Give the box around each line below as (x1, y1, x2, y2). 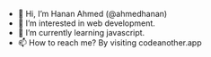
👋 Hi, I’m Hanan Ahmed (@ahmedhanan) (17, 9, 168, 19)
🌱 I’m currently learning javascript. (17, 28, 145, 37)
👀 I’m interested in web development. (17, 18, 155, 28)
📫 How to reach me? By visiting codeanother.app (17, 37, 202, 48)
